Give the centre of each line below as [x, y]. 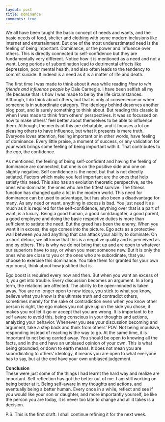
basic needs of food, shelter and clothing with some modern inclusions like [82, 38]
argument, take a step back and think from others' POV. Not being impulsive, [83, 328]
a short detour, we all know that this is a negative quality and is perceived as [83, 240]
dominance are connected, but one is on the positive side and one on [76, 167]
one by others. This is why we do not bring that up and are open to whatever [83, 245]
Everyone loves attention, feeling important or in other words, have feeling [81, 136]
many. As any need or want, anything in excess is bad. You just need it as [80, 203]
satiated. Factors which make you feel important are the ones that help [77, 177]
